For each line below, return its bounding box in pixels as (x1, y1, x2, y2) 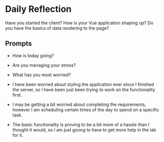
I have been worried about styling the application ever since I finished (12, 81, 154, 87)
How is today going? (12, 52, 54, 58)
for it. (12, 132, 24, 138)
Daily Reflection (5, 3, 72, 15)
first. (12, 92, 22, 97)
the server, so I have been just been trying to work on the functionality (12, 87, 156, 93)
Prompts (5, 40, 32, 48)
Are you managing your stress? (12, 62, 76, 68)
